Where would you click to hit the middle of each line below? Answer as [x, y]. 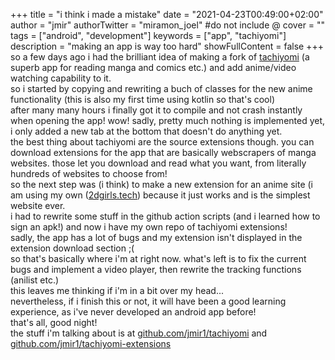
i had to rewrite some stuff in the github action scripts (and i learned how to [165, 216]
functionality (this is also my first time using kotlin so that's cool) [143, 99]
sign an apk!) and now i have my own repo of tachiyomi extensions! [149, 227]
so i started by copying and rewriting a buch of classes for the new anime [161, 88]
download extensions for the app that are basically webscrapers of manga [163, 152]
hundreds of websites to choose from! [89, 173]
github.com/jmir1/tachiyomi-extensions [91, 343]
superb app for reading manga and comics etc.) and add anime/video [153, 67]
